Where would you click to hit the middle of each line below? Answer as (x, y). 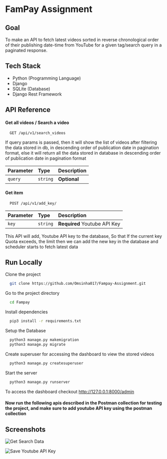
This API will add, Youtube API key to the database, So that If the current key (83, 236)
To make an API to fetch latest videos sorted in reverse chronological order (82, 40)
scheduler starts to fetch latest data (42, 247)
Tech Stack (23, 66)
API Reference (28, 110)
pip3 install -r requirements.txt (45, 321)
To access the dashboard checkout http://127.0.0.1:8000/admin (70, 391)
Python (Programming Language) (47, 78)
